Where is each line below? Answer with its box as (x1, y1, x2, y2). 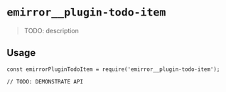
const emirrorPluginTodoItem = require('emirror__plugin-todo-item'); (6, 66, 220, 73)
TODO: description (23, 26, 80, 35)
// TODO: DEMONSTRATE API (6, 78, 83, 85)
